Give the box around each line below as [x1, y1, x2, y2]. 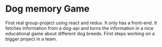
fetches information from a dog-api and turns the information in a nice [5, 25, 154, 31]
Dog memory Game [5, 3, 90, 15]
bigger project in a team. [5, 36, 58, 42]
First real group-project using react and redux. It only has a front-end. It [5, 20, 157, 26]
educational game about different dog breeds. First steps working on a [5, 30, 155, 36]
